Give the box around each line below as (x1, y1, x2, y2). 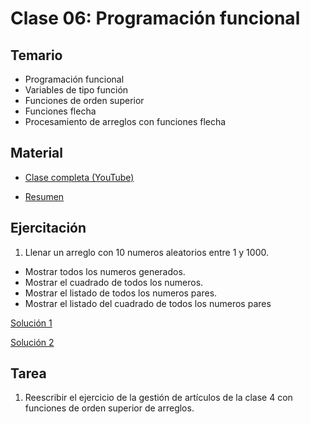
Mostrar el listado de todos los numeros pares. (24, 287, 218, 299)
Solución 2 (10, 336, 55, 348)
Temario (10, 47, 63, 64)
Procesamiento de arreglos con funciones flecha (24, 116, 227, 127)
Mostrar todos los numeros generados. (24, 265, 186, 277)
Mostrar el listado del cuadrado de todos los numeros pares (24, 297, 272, 309)
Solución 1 (10, 317, 53, 329)
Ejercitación (10, 220, 87, 237)
